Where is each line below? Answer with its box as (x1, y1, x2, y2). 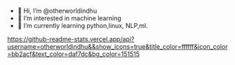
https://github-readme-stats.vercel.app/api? (7, 35, 135, 43)
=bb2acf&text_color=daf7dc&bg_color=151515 (7, 50, 140, 58)
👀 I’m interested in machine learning (17, 14, 121, 22)
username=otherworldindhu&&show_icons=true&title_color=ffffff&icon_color (7, 43, 228, 50)
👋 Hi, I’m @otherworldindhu (17, 7, 98, 15)
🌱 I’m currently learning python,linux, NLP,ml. (17, 22, 149, 29)
